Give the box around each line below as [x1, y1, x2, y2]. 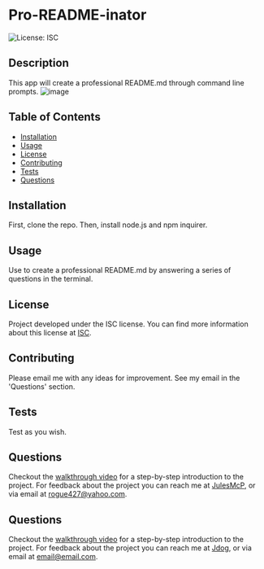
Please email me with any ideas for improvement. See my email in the [8, 373, 240, 383]
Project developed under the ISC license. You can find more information [8, 319, 249, 329]
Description [8, 56, 69, 70]
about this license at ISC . [8, 328, 92, 337]
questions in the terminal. [8, 274, 93, 284]
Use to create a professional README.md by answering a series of [8, 265, 232, 275]
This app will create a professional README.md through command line [8, 77, 245, 87]
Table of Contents [8, 110, 102, 124]
